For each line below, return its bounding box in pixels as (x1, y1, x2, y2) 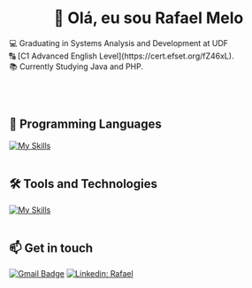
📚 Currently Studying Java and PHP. (9, 61, 144, 72)
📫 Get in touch (9, 240, 94, 255)
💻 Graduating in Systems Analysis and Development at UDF (9, 37, 228, 48)
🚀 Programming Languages (9, 117, 162, 132)
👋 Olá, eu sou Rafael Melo (53, 8, 244, 28)
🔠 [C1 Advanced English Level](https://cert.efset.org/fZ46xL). (9, 51, 234, 61)
